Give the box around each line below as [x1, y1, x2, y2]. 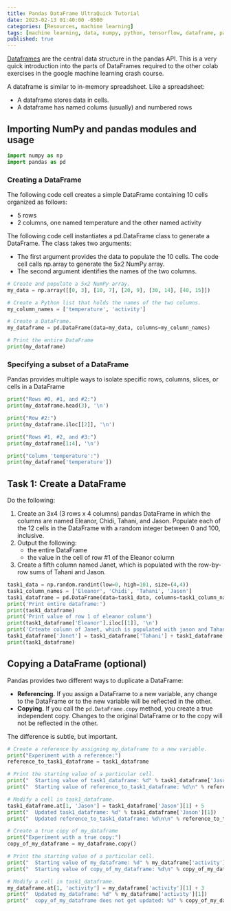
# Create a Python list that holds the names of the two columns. [7, 299, 201, 306]
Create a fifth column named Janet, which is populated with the [16, 561, 197, 569]
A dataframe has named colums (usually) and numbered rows [16, 103, 192, 112]
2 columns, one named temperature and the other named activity [16, 218, 201, 227]
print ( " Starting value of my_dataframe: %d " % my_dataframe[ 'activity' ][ [7, 859, 229, 866]
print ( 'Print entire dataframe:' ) [7, 600, 107, 607]
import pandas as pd [7, 158, 67, 165]
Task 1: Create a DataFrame [7, 478, 126, 490]
